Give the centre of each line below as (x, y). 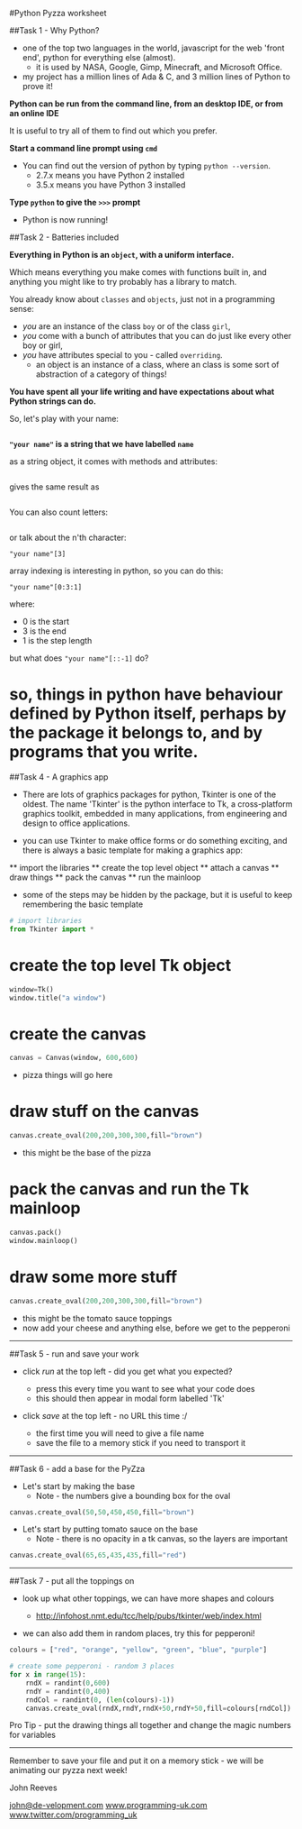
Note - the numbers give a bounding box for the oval (133, 1495)
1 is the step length (57, 640)
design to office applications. (76, 823)
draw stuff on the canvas (104, 1111)
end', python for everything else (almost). (99, 57)
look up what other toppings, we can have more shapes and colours (148, 1598)
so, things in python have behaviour (146, 695)
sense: (22, 309)
